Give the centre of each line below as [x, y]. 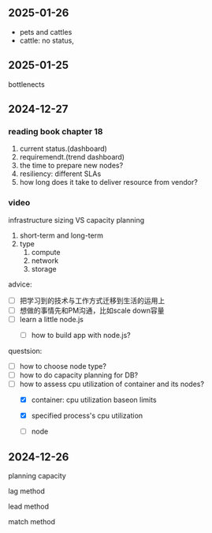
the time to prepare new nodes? [71, 166]
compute [46, 252]
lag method [27, 491]
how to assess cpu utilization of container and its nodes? [112, 384]
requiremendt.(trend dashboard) [72, 157]
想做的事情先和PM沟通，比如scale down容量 [92, 310]
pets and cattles [46, 32]
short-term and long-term [61, 235]
